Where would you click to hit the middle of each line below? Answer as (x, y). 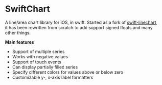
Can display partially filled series (45, 67)
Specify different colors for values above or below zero (68, 72)
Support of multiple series (38, 51)
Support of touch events (37, 62)
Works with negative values (40, 56)
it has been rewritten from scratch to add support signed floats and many (79, 27)
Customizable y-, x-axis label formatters (53, 77)
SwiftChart (28, 9)
